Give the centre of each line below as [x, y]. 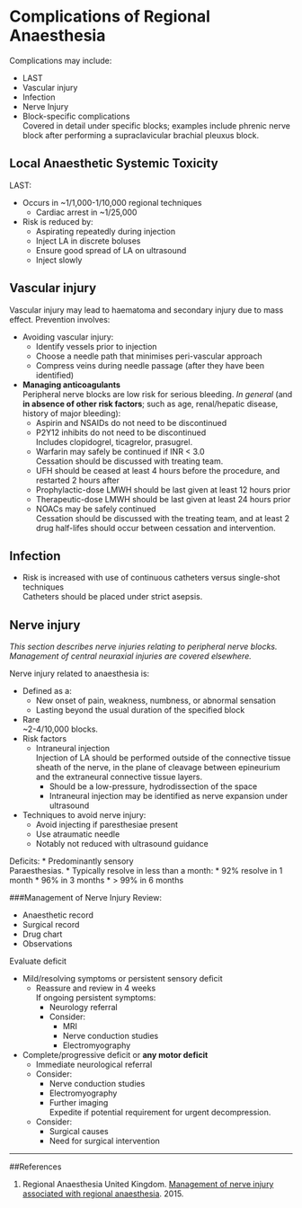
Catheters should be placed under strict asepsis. [112, 597]
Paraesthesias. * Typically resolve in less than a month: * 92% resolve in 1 [146, 871]
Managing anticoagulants [71, 385]
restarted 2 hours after [77, 480]
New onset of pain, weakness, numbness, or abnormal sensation [156, 701]
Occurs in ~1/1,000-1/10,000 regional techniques [112, 202]
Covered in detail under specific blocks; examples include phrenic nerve [156, 125]
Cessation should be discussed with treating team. [129, 461]
